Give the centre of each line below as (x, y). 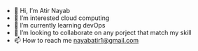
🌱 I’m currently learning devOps (59, 25)
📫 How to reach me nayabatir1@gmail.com (76, 40)
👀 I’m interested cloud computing (62, 18)
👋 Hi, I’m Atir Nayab (42, 11)
